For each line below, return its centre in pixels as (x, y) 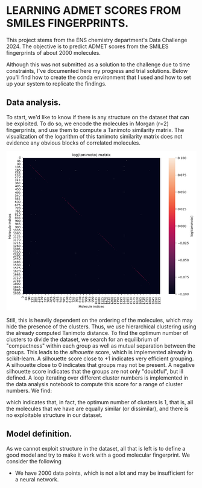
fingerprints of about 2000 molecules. (54, 52)
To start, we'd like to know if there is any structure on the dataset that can (98, 117)
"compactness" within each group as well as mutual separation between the (101, 346)
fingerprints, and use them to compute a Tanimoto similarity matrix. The (95, 130)
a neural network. (37, 479)
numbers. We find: (29, 390)
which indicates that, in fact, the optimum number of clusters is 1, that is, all (100, 402)
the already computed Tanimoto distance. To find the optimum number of (97, 333)
